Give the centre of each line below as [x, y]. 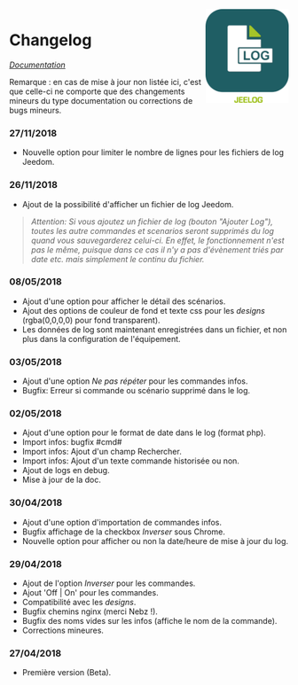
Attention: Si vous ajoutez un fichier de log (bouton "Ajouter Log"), [152, 222]
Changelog [51, 40]
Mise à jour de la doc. [62, 480]
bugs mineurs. [35, 110]
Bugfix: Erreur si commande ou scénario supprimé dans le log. [136, 391]
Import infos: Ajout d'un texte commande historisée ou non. [130, 461]
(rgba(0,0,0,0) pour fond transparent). [91, 320]
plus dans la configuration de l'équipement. [101, 339]
